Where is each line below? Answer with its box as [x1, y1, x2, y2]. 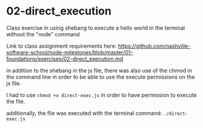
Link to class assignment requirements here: [6, 42, 117, 50]
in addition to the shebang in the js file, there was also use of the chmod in [6, 66, 192, 74]
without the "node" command [6, 30, 80, 37]
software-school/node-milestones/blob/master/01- [6, 48, 133, 56]
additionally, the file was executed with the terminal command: [6, 109, 162, 117]
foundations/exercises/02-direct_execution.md [6, 55, 124, 62]
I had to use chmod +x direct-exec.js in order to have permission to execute [6, 91, 197, 98]
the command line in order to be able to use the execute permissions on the [6, 73, 195, 80]
